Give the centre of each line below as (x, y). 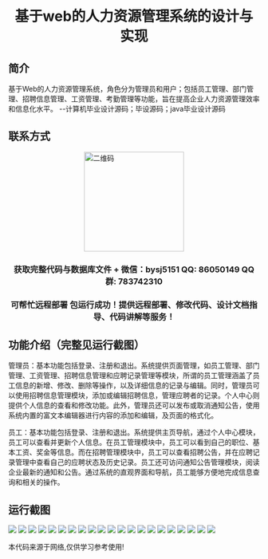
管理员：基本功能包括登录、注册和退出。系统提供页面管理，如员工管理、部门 (134, 366)
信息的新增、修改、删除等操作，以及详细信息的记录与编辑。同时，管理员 (134, 386)
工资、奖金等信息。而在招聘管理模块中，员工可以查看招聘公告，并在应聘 (134, 452)
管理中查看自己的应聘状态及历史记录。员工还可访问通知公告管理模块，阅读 (137, 463)
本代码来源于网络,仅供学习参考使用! (67, 547)
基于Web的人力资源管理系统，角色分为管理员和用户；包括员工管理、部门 (128, 89)
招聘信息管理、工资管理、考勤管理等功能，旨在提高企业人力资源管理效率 (141, 99)
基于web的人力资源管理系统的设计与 (134, 16)
